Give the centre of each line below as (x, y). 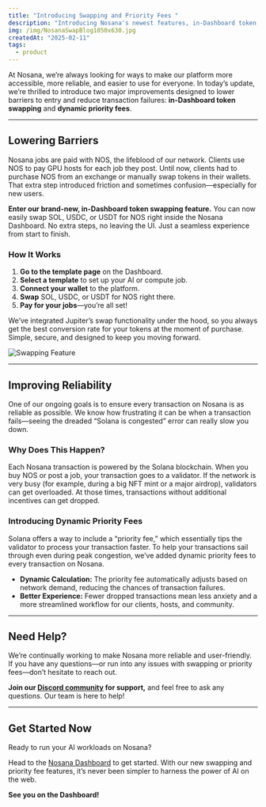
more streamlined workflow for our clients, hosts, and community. (127, 604)
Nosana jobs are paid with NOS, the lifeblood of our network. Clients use (127, 160)
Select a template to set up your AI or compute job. (104, 280)
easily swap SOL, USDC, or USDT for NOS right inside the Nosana (116, 217)
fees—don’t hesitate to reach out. (63, 672)
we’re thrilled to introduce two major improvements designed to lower (122, 91)
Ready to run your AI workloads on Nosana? (80, 748)
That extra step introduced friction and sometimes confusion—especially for (133, 185)
